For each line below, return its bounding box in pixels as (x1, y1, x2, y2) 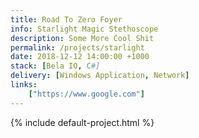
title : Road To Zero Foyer (10, 14, 123, 25)
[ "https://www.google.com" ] (28, 89, 145, 99)
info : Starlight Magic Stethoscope (10, 24, 159, 34)
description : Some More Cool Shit (10, 33, 155, 43)
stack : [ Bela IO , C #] (10, 61, 101, 71)
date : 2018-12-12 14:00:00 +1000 (10, 52, 150, 62)
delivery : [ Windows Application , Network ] (10, 71, 190, 81)
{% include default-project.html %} (10, 116, 155, 128)
